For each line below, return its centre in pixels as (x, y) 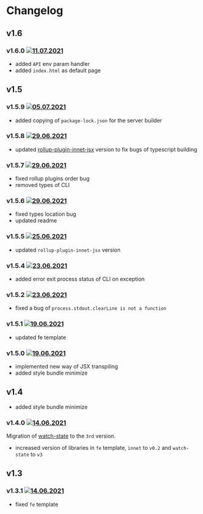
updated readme (36, 221)
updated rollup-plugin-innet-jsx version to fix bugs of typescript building (106, 149)
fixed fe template (37, 504)
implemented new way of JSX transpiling (66, 366)
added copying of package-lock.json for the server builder (89, 120)
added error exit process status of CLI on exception (80, 279)
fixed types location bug (45, 214)
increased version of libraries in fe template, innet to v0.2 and (93, 448)
